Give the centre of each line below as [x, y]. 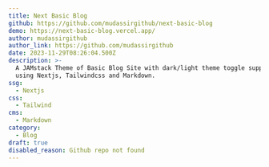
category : [25, 128]
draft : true [28, 143]
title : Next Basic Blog [48, 16]
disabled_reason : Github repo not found [77, 150]
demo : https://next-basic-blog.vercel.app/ [82, 31]
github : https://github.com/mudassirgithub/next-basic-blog [111, 23]
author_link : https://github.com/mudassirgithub [91, 46]
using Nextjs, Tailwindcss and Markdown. [86, 75]
